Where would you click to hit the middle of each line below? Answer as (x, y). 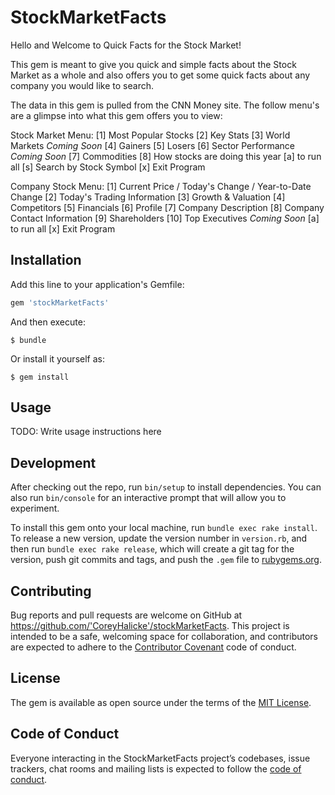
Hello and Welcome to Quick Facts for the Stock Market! (126, 45)
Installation (46, 260)
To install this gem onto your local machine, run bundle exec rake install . (164, 528)
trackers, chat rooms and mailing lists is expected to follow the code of (156, 768)
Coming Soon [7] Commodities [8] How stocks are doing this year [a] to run (166, 156)
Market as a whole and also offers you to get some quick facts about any (160, 75)
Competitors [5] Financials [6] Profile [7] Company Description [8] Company (167, 207)
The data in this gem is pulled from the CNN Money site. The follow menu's (165, 105)
